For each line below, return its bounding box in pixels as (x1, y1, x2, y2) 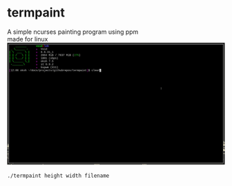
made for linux (7, 34, 48, 43)
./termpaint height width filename (7, 172, 110, 179)
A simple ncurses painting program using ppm (7, 28, 139, 36)
